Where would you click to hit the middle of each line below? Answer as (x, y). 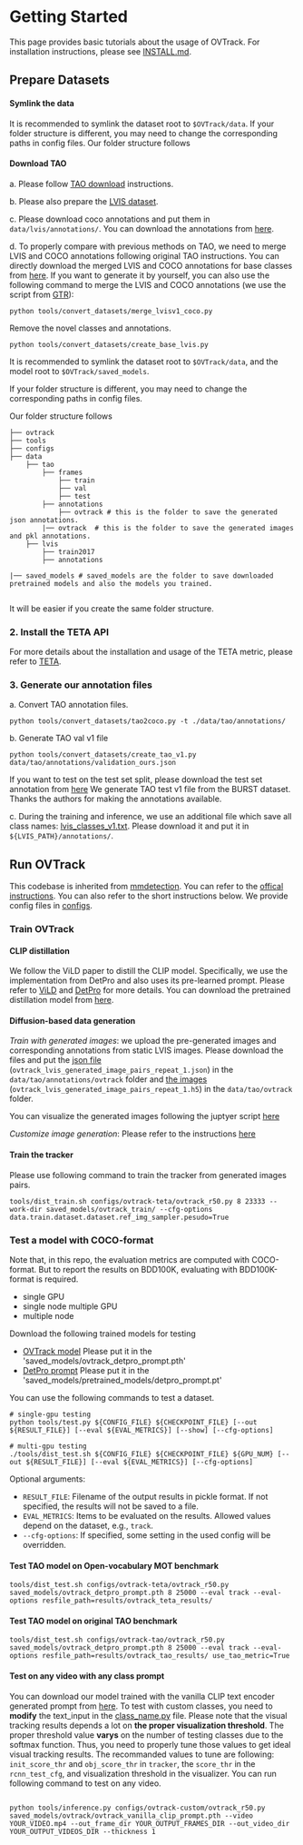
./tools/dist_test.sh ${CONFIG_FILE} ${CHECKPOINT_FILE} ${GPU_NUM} (142, 1454)
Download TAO (38, 164)
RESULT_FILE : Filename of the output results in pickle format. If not (145, 1496)
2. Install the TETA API (59, 631)
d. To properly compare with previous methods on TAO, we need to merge (148, 246)
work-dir (26, 1209)
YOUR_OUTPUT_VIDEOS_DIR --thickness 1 (83, 1831)
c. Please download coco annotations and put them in (110, 219)
